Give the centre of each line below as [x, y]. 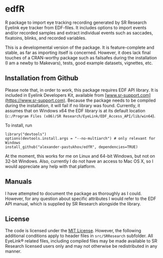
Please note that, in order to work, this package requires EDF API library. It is [81, 90]
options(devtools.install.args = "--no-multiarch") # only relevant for [80, 138]
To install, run [19, 125]
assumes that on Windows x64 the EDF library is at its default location [75, 111]
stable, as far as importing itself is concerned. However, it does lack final [78, 53]
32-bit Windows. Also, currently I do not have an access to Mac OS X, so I [79, 161]
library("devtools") [26, 134]
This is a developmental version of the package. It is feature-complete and [80, 47]
